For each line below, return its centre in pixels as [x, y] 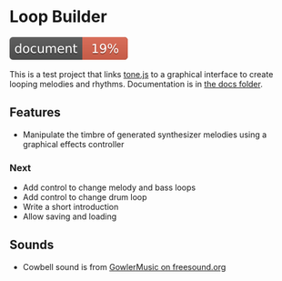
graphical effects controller [73, 144]
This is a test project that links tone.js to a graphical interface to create [141, 74]
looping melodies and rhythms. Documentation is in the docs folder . [136, 84]
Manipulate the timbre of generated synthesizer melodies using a [145, 135]
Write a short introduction [70, 207]
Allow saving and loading [70, 216]
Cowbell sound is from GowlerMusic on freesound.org [124, 266]
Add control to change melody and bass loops [109, 187]
